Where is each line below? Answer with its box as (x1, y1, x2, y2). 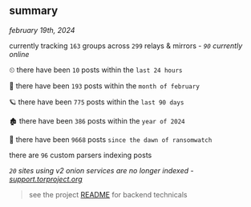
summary (9, 4, 59, 18)
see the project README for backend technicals (28, 189, 188, 199)
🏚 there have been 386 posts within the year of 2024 (9, 116, 185, 125)
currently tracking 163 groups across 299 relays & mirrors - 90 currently (9, 41, 243, 51)
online (9, 49, 30, 59)
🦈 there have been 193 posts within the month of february (9, 81, 200, 91)
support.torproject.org (9, 174, 83, 184)
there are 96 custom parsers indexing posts (9, 150, 152, 160)
